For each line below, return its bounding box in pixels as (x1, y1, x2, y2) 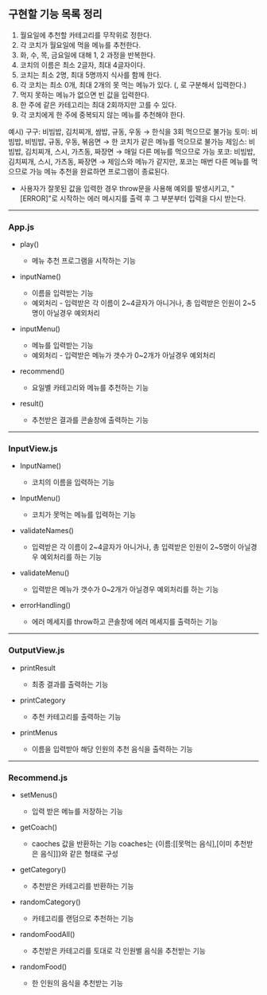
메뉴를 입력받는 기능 (31, 341, 94, 351)
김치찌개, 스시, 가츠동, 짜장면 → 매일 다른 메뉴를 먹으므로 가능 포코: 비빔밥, (25, 147, 256, 156)
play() (19, 240, 40, 249)
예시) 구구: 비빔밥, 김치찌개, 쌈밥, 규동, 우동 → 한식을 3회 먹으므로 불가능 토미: (8, 127, 250, 136)
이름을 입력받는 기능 (31, 288, 94, 298)
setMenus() (19, 790, 58, 799)
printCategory (19, 695, 66, 705)
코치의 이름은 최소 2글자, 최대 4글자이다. (19, 60, 145, 69)
